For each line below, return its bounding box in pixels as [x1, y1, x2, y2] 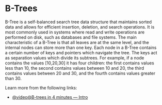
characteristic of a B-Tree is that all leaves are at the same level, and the [5, 39, 149, 45]
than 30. [5, 75, 22, 81]
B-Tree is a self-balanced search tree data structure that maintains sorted [5, 19, 152, 25]
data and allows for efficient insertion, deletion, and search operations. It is [5, 24, 155, 30]
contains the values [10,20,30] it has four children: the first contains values [5, 60, 154, 66]
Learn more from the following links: [5, 85, 78, 90]
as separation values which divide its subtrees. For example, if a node [5, 55, 145, 60]
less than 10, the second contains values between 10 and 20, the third [5, 65, 145, 71]
